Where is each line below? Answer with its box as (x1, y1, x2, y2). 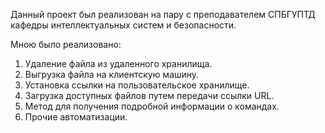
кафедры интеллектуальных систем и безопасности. (10, 19, 237, 31)
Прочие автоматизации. (24, 111, 128, 123)
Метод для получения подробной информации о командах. (24, 100, 280, 112)
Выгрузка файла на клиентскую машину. (24, 69, 200, 80)
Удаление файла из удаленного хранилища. (24, 58, 213, 69)
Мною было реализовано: (10, 39, 122, 50)
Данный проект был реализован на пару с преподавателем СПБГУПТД (10, 9, 316, 20)
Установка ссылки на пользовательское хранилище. (24, 79, 250, 91)
